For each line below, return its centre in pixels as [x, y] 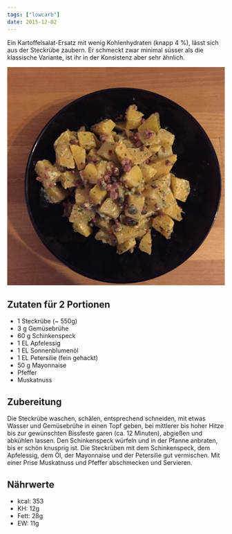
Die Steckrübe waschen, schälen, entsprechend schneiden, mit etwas [106, 418]
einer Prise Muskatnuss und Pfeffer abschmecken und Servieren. [100, 463]
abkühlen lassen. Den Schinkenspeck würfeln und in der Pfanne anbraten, [113, 440]
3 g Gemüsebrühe [43, 328]
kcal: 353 [30, 501]
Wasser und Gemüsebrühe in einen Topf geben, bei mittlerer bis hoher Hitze [116, 426]
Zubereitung [35, 402]
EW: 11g [28, 523]
